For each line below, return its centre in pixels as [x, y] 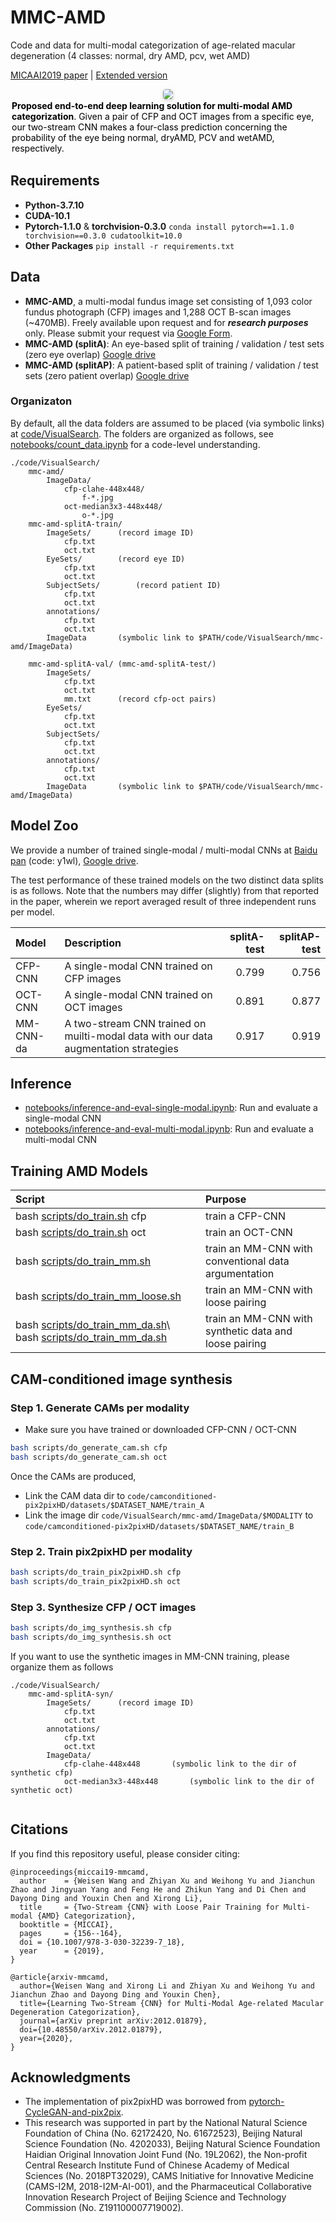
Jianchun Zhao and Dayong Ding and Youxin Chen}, [116, 1994]
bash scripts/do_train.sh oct [81, 1233]
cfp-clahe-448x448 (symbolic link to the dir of [180, 1764]
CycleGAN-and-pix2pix [73, 2112]
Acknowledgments [71, 2077]
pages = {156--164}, [71, 1933]
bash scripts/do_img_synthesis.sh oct [91, 1637]
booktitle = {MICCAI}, [66, 1924]
